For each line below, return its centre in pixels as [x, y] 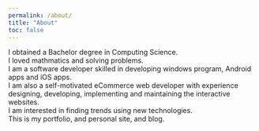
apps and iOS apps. [40, 77]
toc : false [26, 30]
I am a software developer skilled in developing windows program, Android [129, 69]
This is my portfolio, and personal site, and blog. [86, 119]
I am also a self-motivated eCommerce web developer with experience [123, 86]
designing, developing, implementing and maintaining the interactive [119, 94]
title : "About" [33, 23]
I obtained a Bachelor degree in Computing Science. [93, 53]
